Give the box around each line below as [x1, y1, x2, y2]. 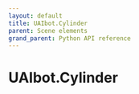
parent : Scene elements [8, 27, 88, 35]
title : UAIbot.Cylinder [8, 19, 88, 27]
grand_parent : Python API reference [8, 34, 131, 43]
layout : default [8, 11, 63, 20]
